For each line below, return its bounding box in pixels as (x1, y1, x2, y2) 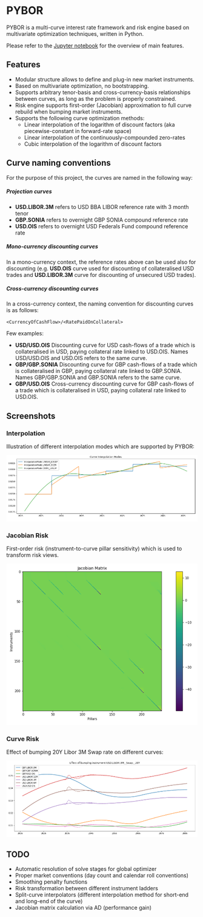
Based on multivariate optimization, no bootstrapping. (15, 82, 150, 89)
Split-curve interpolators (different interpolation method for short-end (15, 891, 189, 899)
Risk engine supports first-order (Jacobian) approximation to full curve (15, 101, 192, 109)
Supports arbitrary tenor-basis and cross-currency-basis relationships (15, 89, 191, 96)
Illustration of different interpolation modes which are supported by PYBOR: (6, 443, 195, 450)
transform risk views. (6, 551, 59, 559)
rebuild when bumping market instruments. (15, 107, 123, 115)
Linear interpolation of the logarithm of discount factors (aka (24, 121, 175, 128)
